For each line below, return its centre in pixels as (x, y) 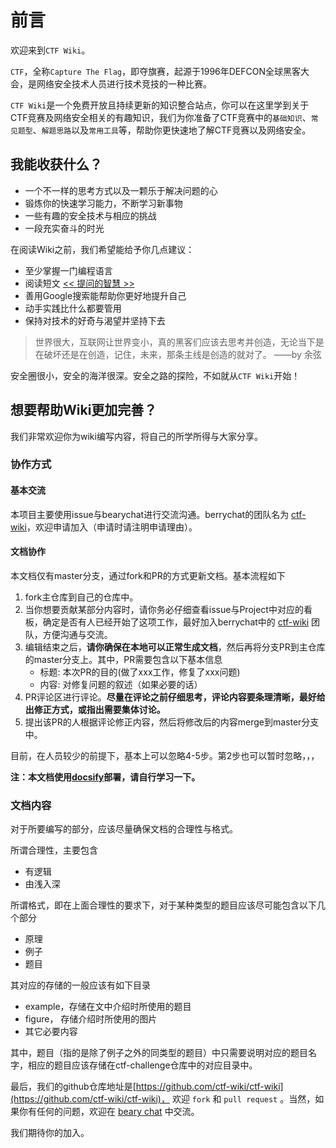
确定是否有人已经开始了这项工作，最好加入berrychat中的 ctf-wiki (176, 622)
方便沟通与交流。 (77, 634)
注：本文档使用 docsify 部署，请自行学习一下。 (105, 777)
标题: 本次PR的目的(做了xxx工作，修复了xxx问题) (140, 672)
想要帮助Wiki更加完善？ (84, 410)
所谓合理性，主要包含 (54, 850)
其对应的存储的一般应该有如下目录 (80, 985)
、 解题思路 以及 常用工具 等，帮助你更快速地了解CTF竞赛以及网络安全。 (172, 130)
